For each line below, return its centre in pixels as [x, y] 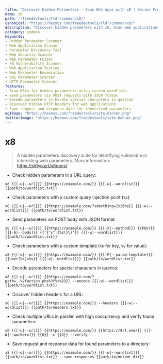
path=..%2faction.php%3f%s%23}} [38, 281]
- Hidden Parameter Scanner [33, 41]
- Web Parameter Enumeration [34, 73]
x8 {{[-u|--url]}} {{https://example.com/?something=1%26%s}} [69, 206]
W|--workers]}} [20, 335]
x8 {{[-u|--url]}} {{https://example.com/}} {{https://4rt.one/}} [73, 331]
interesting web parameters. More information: [63, 160]
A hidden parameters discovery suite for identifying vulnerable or [82, 155]
